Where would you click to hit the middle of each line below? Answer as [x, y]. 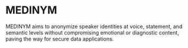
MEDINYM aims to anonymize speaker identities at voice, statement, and [94, 26]
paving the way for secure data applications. [60, 39]
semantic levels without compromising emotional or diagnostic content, [93, 32]
